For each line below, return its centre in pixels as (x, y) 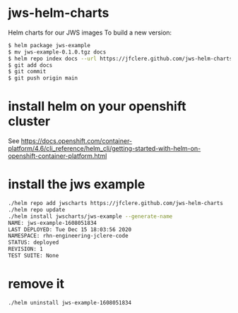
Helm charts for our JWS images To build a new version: (90, 32)
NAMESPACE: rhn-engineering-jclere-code (69, 236)
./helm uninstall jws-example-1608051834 (70, 302)
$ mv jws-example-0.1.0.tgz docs (57, 52)
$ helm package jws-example (49, 45)
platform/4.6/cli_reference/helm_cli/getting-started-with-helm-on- (105, 149)
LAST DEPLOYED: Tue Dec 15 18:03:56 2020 (70, 229)
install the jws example (77, 184)
